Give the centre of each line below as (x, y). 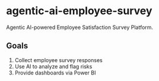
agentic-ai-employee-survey (79, 11)
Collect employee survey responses (58, 60)
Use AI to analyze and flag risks (53, 66)
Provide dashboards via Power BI (55, 73)
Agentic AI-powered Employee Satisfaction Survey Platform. (79, 27)
